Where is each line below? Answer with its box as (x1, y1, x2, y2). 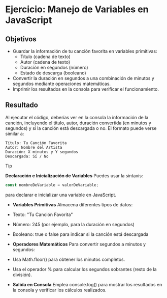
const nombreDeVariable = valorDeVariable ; (5, 182, 99, 187)
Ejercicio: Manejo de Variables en (5, 4, 149, 15)
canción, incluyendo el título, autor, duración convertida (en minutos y (5, 120, 151, 126)
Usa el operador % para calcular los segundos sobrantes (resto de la (12, 266, 157, 272)
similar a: (5, 130, 24, 137)
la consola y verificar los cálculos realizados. (12, 287, 107, 293)
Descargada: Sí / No (5, 154, 49, 159)
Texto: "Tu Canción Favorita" (12, 211, 73, 218)
